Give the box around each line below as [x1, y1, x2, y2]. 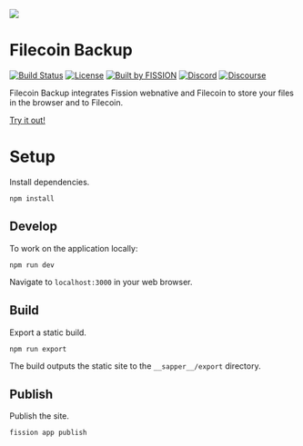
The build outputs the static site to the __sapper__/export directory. [9, 360, 261, 372]
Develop [9, 219, 57, 234]
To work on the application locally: [9, 243, 138, 253]
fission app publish [9, 428, 88, 438]
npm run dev [9, 260, 55, 270]
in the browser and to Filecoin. [9, 96, 124, 108]
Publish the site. [9, 411, 70, 421]
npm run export [9, 344, 67, 353]
